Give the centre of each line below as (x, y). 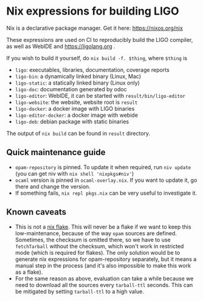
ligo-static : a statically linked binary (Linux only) (77, 83)
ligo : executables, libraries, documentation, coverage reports (92, 70)
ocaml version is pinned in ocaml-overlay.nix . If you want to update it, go (106, 180)
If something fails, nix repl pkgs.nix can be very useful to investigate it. (106, 193)
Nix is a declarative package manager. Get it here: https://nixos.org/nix (95, 28)
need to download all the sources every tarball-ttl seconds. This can (104, 285)
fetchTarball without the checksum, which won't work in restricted (99, 246)
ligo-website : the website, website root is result (76, 102)
